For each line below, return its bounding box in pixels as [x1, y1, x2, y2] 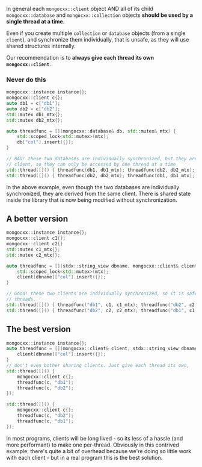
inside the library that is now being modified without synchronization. [6, 196, 177, 204]
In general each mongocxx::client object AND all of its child [6, 5, 153, 12]
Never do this [6, 75, 46, 84]
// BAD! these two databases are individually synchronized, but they [6, 156, 187, 162]
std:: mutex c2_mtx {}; [6, 252, 61, 258]
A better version [6, 213, 69, 224]
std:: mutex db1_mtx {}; [6, 111, 63, 118]
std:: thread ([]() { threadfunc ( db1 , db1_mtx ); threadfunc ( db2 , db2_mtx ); [6, 167, 195, 173]
